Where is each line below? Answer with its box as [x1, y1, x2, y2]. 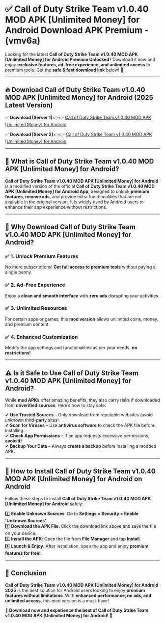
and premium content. [5, 321, 50, 327]
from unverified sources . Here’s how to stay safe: [5, 402, 107, 408]
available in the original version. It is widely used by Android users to [5, 199, 144, 205]
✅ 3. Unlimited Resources [5, 305, 67, 312]
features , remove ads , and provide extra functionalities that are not [5, 193, 142, 199]
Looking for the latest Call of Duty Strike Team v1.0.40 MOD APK [5, 51, 138, 57]
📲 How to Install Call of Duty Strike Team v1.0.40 [5, 467, 156, 476]
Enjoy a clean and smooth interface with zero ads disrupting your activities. [5, 293, 160, 298]
